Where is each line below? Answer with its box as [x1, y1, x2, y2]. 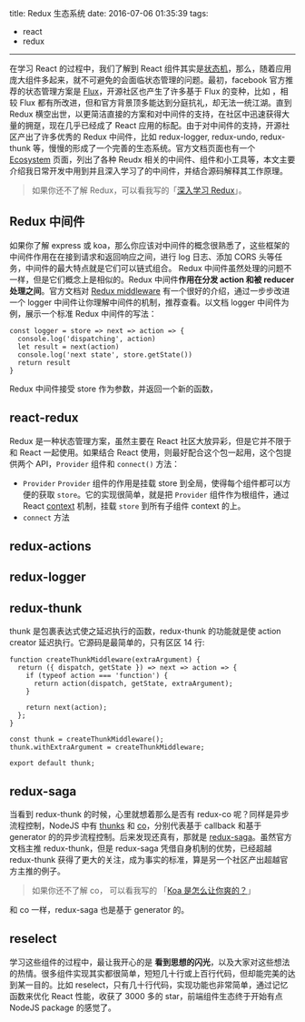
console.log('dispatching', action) [17, 334, 156, 343]
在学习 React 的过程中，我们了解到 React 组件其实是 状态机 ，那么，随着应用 [9, 63, 292, 74]
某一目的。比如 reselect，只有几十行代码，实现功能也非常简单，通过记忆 [16, 979, 289, 990]
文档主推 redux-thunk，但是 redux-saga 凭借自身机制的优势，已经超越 [9, 843, 272, 854]
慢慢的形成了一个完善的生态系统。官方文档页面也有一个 [48, 143, 256, 153]
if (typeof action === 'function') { [25, 672, 169, 681]
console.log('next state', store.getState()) [17, 349, 193, 359]
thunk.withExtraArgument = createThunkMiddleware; [9, 743, 205, 753]
